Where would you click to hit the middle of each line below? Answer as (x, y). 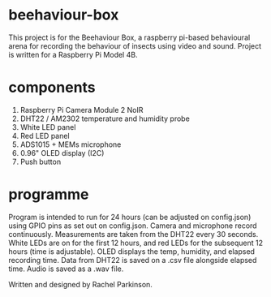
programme (49, 194)
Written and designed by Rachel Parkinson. (80, 284)
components (52, 88)
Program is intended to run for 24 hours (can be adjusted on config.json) (130, 217)
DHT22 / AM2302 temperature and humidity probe (105, 118)
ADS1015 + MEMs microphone (71, 144)
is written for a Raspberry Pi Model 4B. (73, 54)
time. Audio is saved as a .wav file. (66, 269)
